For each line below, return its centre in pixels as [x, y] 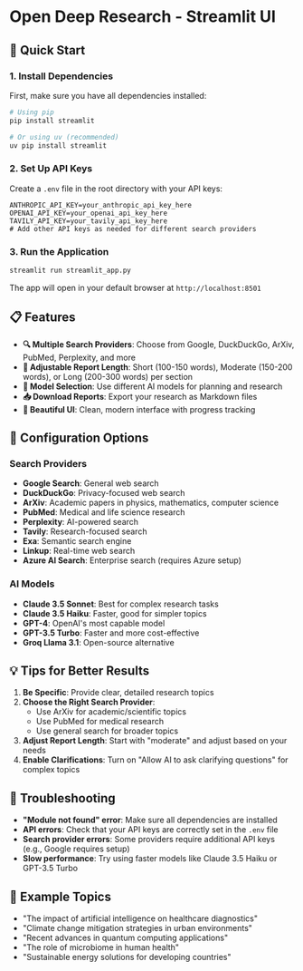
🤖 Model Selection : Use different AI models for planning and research [152, 386]
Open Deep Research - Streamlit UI [142, 17]
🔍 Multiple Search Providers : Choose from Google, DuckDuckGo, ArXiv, [158, 344]
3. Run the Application [59, 251]
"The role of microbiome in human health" [100, 947]
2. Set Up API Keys [51, 169]
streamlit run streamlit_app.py [70, 270]
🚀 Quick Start [47, 50]
